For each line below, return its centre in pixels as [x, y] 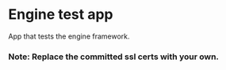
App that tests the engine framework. [69, 36]
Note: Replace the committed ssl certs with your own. [114, 57]
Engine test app [61, 15]
